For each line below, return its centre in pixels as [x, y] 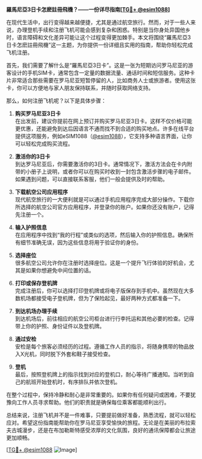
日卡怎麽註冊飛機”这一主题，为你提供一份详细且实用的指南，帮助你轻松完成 [100, 45]
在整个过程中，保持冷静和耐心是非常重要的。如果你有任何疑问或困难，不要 [98, 395]
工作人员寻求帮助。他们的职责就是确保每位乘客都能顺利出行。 [93, 402]
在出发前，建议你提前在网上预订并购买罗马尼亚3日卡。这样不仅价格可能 [103, 121]
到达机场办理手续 [36, 311]
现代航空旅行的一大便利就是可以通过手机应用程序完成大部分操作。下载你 [104, 199]
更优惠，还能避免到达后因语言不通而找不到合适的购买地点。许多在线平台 [104, 128]
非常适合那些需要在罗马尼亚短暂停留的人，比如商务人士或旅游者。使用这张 [103, 80]
